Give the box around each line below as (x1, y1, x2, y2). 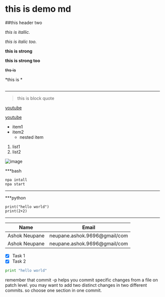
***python (5, 195, 26, 201)
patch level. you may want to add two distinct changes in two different (5, 282, 147, 288)
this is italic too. (5, 38, 37, 45)
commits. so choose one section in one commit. (5, 288, 102, 294)
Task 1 (12, 253, 26, 259)
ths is (5, 67, 16, 73)
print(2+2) (5, 209, 27, 214)
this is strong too (5, 57, 40, 63)
